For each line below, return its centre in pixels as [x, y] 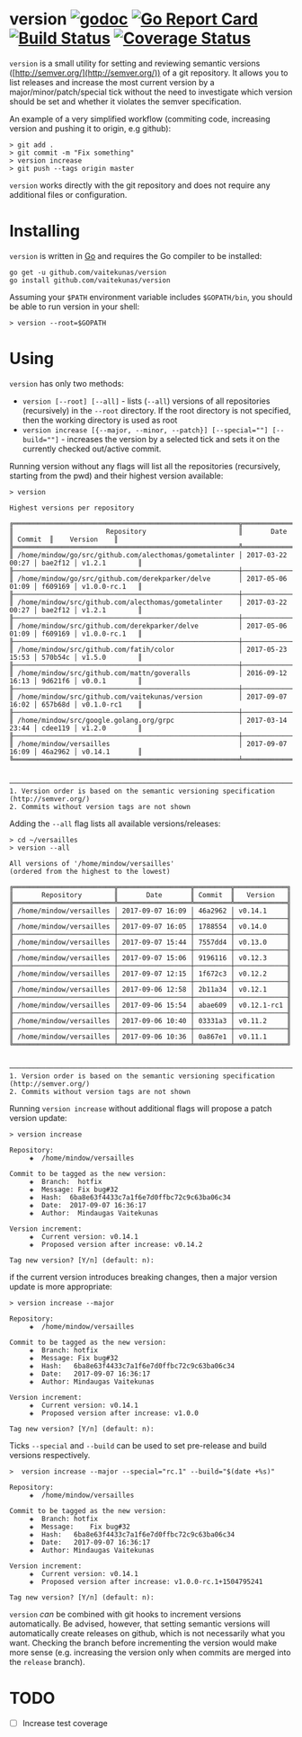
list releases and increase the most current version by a [112, 82]
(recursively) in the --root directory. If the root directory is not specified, [156, 410]
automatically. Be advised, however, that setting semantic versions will [140, 1624]
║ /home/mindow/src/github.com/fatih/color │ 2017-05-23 [148, 649]
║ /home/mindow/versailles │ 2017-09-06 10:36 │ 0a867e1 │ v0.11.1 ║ [151, 1037]
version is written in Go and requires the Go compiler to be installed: [136, 255]
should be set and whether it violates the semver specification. [125, 101]
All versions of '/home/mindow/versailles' [92, 863]
